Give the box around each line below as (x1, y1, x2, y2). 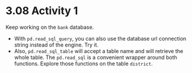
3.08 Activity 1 (5, 4, 78, 18)
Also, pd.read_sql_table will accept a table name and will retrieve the (14, 47, 184, 54)
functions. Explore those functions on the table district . (14, 60, 153, 67)
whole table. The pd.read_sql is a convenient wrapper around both (14, 54, 177, 61)
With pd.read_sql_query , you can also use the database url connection (14, 35, 187, 42)
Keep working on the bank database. (5, 24, 94, 31)
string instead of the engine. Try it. (14, 41, 99, 48)
